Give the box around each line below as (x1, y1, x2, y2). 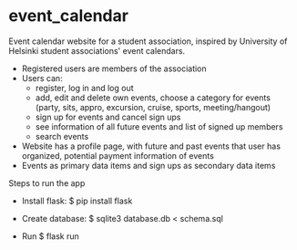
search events (35, 130, 89, 141)
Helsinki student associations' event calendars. (8, 45, 186, 56)
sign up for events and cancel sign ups (35, 111, 181, 122)
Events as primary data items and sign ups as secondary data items (21, 160, 276, 171)
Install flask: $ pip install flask (21, 195, 133, 206)
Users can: (21, 72, 63, 83)
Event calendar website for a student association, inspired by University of (8, 36, 288, 47)
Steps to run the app (8, 177, 86, 188)
